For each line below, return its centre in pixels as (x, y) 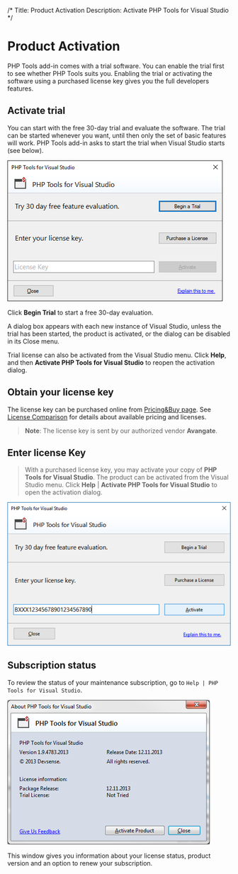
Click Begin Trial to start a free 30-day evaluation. (80, 312)
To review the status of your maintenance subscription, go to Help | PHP (113, 682)
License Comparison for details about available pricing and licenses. (107, 416)
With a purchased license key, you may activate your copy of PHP (121, 470)
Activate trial (36, 111)
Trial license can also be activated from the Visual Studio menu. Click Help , (117, 355)
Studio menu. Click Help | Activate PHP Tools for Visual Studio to (121, 485)
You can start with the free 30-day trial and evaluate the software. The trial (116, 127)
